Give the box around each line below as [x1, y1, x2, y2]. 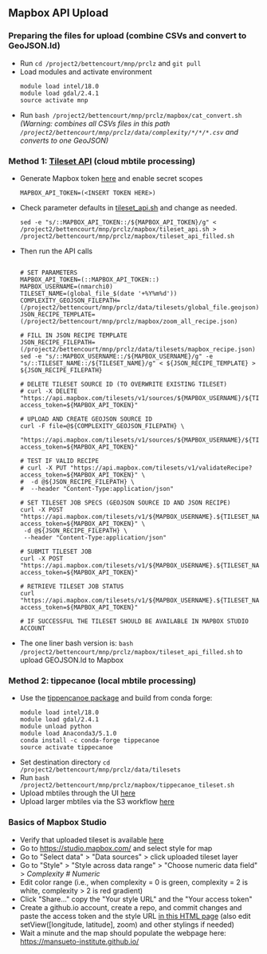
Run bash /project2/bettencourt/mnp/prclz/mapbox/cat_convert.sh [19, 110, 242, 120]
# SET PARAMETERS [19, 269, 78, 277]
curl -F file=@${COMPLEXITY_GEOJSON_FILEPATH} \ [19, 422, 185, 430]
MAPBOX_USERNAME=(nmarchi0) [19, 282, 113, 290]
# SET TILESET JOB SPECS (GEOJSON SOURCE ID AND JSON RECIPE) [19, 498, 231, 507]
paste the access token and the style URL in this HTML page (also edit [19, 911, 251, 921]
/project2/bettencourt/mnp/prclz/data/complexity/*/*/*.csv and [19, 127, 239, 136]
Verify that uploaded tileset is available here [19, 834, 164, 844]
